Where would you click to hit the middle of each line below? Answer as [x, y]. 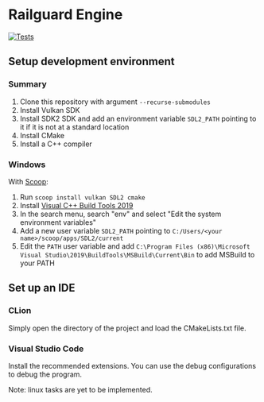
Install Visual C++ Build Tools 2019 [76, 205]
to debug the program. [45, 374]
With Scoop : [29, 181]
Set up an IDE [42, 288]
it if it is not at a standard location [74, 127]
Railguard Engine [66, 15]
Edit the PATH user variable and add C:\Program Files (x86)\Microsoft [135, 246]
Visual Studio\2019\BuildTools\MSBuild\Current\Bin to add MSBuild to [137, 254]
